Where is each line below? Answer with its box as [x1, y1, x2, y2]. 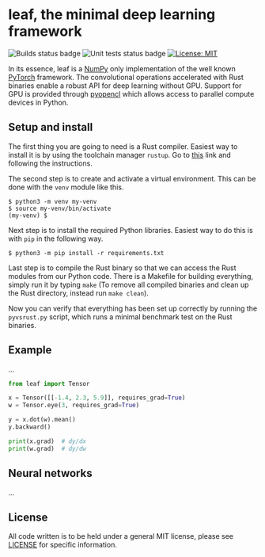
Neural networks [8, 467, 93, 480]
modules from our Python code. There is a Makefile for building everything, [8, 271, 254, 280]
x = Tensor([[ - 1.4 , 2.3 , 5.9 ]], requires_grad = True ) [8, 394, 186, 402]
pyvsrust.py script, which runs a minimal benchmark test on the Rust [8, 311, 233, 322]
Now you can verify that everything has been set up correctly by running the [8, 303, 258, 313]
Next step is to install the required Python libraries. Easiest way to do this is [8, 225, 253, 235]
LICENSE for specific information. [8, 540, 117, 550]
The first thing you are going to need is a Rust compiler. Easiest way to [8, 141, 238, 151]
